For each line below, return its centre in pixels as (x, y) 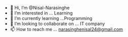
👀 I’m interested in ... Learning (41, 13)
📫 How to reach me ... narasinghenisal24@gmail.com (67, 29)
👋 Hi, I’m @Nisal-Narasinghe (40, 8)
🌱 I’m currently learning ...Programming (51, 18)
